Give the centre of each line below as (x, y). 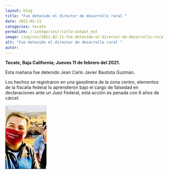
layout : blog (19, 11)
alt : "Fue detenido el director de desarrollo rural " (64, 43)
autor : (12, 48)
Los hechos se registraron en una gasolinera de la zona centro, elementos (82, 82)
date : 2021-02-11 (23, 21)
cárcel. (12, 98)
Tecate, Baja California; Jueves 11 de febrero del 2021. (63, 62)
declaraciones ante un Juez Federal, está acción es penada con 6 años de (82, 92)
